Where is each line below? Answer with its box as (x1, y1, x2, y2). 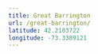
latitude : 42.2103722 (8, 26, 80, 34)
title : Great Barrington (8, 11, 91, 20)
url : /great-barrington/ (8, 19, 91, 27)
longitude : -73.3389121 (8, 33, 88, 42)
